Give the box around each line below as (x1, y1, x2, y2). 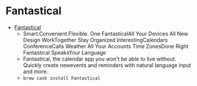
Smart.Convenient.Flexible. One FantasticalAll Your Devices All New (23, 30, 189, 37)
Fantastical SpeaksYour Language (23, 49, 106, 56)
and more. (23, 68, 49, 75)
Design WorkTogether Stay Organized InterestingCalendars (23, 36, 168, 43)
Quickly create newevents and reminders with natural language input (23, 61, 191, 69)
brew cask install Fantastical (23, 75, 101, 81)
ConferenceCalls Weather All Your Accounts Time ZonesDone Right (23, 43, 189, 50)
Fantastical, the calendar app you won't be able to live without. (23, 55, 176, 62)
